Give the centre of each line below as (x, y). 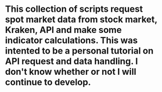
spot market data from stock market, (81, 19)
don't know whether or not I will (71, 72)
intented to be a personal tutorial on (79, 51)
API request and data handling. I (72, 61)
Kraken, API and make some (63, 30)
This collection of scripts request (74, 9)
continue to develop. (48, 82)
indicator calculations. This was (71, 41)
